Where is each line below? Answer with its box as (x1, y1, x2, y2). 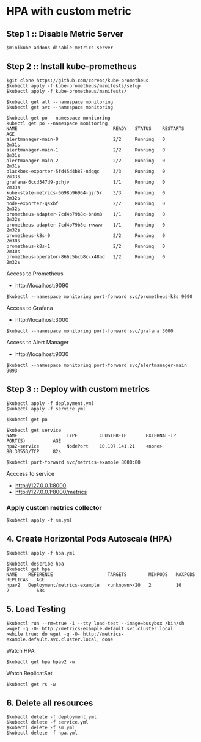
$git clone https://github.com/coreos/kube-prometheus (6, 78, 149, 84)
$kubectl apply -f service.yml (6, 406, 86, 412)
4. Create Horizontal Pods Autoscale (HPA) (6, 534, 172, 544)
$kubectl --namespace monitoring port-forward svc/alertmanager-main (6, 362, 188, 368)
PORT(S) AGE (6, 438, 62, 444)
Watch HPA (6, 647, 35, 654)
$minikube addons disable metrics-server (6, 45, 114, 51)
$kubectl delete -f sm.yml (6, 725, 75, 731)
